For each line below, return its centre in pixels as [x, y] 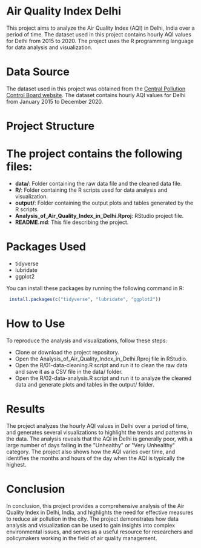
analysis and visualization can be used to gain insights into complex [91, 525]
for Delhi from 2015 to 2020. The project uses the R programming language [100, 41]
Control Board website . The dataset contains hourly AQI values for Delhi [96, 95]
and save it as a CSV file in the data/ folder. [69, 371]
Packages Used [46, 247]
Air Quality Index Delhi [64, 11]
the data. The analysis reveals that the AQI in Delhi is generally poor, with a [99, 439]
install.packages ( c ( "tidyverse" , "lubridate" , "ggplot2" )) [85, 299]
